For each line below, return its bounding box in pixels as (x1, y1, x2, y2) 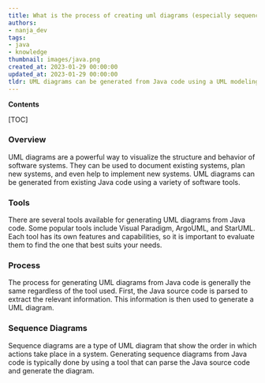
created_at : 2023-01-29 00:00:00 (8, 63, 118, 71)
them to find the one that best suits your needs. (8, 240, 162, 250)
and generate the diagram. (8, 366, 95, 375)
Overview (8, 134, 47, 145)
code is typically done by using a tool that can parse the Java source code (8, 357, 251, 367)
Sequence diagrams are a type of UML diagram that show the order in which (8, 340, 257, 350)
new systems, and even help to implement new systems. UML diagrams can (8, 169, 255, 178)
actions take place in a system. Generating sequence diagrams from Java (8, 349, 247, 359)
